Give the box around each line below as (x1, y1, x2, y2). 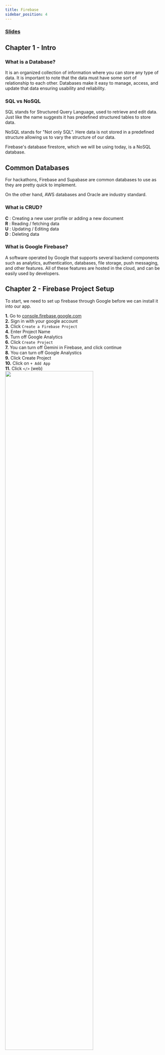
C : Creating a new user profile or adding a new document (5, 215, 124, 221)
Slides (5, 28, 21, 35)
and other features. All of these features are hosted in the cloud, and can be (5, 265, 160, 271)
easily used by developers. (5, 270, 60, 276)
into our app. (5, 303, 31, 309)
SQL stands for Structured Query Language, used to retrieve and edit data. (5, 109, 158, 115)
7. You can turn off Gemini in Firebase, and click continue (5, 344, 122, 350)
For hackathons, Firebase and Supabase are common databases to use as (5, 177, 157, 183)
